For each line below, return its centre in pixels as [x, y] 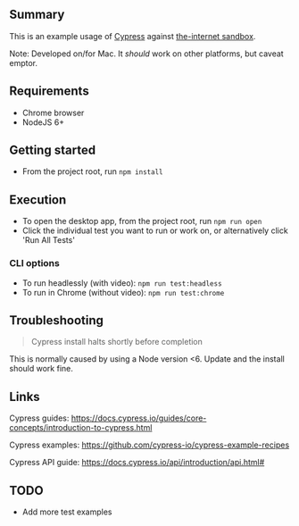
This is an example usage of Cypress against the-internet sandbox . [133, 36]
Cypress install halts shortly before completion [117, 342]
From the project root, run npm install [92, 171]
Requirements [49, 92]
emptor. [24, 63]
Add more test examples [67, 512]
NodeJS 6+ [43, 122]
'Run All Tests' [49, 240]
